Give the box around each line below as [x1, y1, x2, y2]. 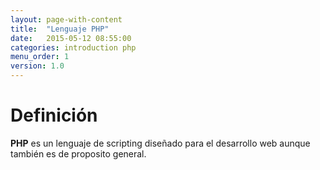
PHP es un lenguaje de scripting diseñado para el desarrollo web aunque [10, 137, 311, 149]
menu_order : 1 [10, 52, 70, 62]
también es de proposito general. [10, 147, 147, 160]
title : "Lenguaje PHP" [10, 24, 110, 34]
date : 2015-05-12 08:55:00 [10, 33, 132, 43]
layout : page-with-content [10, 14, 123, 25]
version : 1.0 [10, 61, 65, 71]
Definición [10, 104, 98, 127]
